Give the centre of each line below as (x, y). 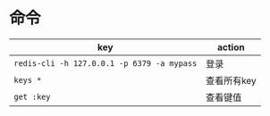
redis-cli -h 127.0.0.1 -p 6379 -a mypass (105, 63)
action (231, 47)
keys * (28, 80)
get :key (32, 96)
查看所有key (231, 80)
